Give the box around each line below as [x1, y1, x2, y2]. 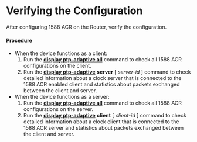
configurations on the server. [23, 106, 94, 113]
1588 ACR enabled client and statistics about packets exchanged [23, 81, 180, 88]
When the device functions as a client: [14, 50, 107, 57]
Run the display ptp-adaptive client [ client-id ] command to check [23, 112, 186, 119]
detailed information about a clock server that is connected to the [23, 75, 182, 82]
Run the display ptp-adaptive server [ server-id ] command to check [23, 68, 191, 75]
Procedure [6, 37, 32, 44]
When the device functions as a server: [14, 93, 110, 101]
